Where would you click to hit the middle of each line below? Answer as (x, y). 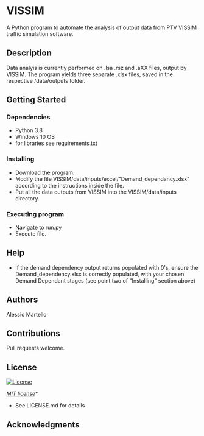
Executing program (35, 214)
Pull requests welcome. (36, 348)
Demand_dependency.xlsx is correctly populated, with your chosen (100, 274)
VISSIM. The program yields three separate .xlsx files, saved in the (90, 74)
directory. (27, 198)
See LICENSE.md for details (50, 406)
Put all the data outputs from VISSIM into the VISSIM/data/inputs (96, 192)
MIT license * (22, 394)
